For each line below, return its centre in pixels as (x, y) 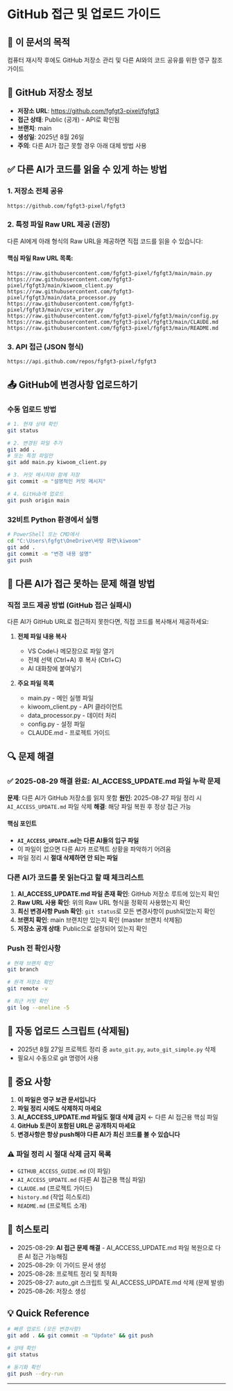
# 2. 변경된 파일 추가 (35, 443)
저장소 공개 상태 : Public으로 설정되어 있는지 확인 (82, 929)
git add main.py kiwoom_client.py (57, 463)
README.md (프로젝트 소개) (52, 1205)
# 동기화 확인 (24, 1367)
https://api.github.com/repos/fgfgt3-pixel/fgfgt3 (82, 362)
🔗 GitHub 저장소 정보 (50, 93)
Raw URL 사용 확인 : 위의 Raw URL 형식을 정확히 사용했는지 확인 (104, 903)
